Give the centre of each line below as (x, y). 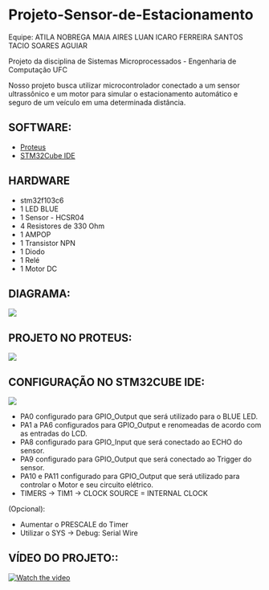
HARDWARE (39, 181)
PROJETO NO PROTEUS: (70, 338)
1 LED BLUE (39, 209)
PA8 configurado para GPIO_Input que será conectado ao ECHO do (131, 442)
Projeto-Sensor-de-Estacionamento (131, 15)
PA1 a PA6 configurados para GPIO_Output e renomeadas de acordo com (141, 425)
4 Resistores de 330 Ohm (62, 226)
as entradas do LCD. (54, 433)
